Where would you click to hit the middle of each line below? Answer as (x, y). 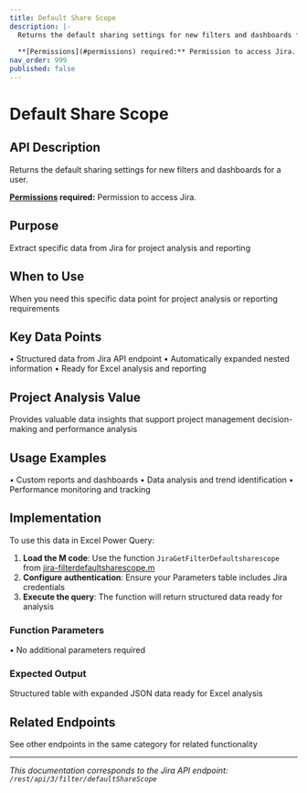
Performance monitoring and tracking (80, 489)
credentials (44, 587)
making (24, 429)
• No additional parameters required (78, 650)
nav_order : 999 (38, 60)
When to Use (47, 276)
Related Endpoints (63, 722)
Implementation (56, 518)
